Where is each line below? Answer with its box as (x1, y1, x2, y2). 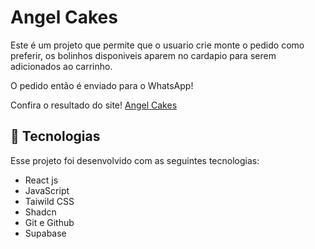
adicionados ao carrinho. (10, 60, 113, 72)
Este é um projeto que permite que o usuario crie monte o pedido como (10, 39, 305, 51)
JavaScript (24, 184, 70, 196)
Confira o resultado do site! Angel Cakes (10, 99, 178, 111)
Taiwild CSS (24, 195, 75, 207)
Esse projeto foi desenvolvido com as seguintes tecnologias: (10, 154, 260, 166)
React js (24, 174, 59, 186)
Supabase (24, 227, 67, 239)
